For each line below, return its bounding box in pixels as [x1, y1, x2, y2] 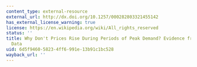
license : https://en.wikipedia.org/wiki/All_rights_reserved [6, 24, 159, 31]
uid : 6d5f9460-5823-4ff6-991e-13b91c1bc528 [6, 47, 114, 52]
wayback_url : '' [6, 52, 46, 58]
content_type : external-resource [6, 8, 88, 15]
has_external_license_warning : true [6, 19, 96, 25]
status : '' [6, 30, 33, 36]
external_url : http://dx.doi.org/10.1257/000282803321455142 [6, 14, 159, 20]
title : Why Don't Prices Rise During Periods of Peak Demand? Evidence [6, 36, 185, 41]
